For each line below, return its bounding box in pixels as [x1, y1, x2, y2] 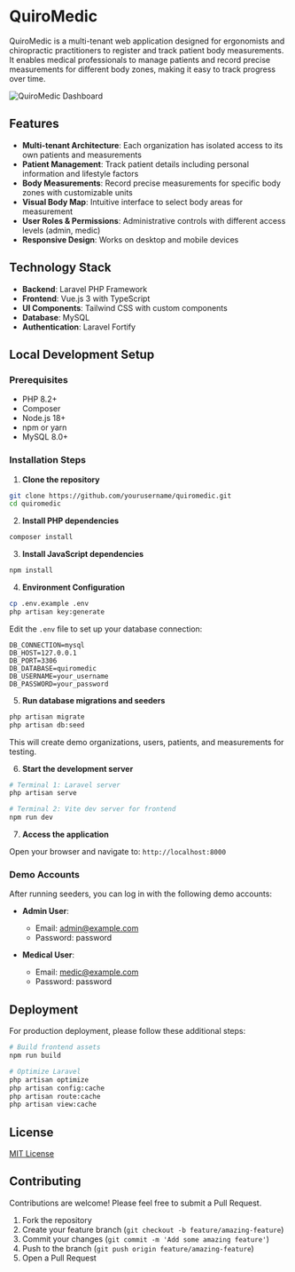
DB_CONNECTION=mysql [9, 640, 86, 649]
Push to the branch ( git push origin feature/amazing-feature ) [21, 1243, 254, 1253]
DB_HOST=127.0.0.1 [9, 648, 77, 657]
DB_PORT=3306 [9, 656, 58, 665]
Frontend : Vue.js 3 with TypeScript [21, 293, 151, 304]
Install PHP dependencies [21, 515, 120, 526]
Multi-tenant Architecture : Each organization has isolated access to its [21, 139, 283, 150]
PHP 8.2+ [21, 394, 58, 405]
